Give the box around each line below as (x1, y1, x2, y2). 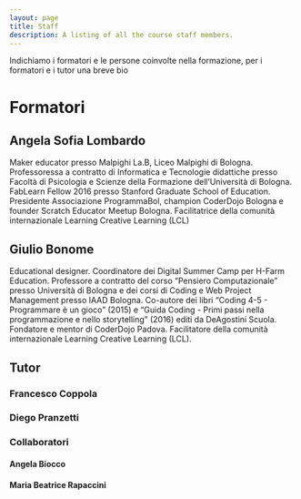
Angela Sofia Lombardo (9, 133, 146, 148)
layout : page (9, 13, 59, 23)
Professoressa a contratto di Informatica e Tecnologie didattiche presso (9, 167, 278, 178)
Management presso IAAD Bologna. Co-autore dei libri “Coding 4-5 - (9, 295, 268, 306)
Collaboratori (9, 436, 69, 449)
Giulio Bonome (9, 241, 95, 257)
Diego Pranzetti (9, 412, 79, 424)
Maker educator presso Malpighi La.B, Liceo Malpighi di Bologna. (9, 157, 254, 168)
